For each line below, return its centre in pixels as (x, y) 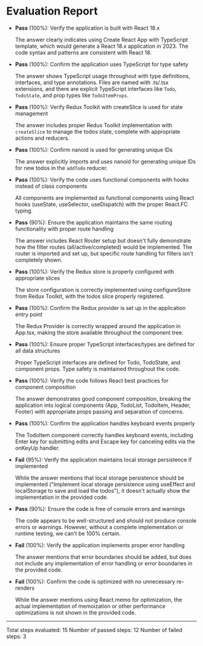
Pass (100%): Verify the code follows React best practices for (92, 380)
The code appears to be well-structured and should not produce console (106, 520)
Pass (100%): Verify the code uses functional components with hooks (102, 179)
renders (25, 588)
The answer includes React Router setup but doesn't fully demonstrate (103, 240)
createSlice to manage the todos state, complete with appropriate (98, 131)
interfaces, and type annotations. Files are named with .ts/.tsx (92, 82)
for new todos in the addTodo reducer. (61, 168)
